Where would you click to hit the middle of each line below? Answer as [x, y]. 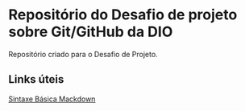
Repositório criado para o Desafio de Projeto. [83, 54]
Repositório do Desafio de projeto [123, 15]
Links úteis [36, 79]
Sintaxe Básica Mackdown [52, 99]
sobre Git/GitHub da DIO [91, 32]
